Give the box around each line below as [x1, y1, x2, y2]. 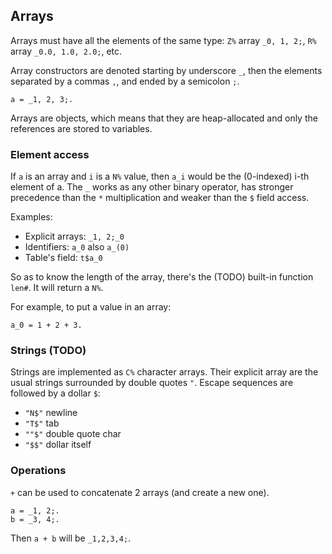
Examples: [10, 211, 53, 223]
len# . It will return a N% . [10, 282, 104, 294]
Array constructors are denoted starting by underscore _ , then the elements [10, 64, 323, 76]
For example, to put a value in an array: [10, 301, 172, 313]
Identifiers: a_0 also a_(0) [24, 241, 130, 253]
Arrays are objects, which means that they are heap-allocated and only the [10, 112, 318, 124]
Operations [10, 464, 67, 478]
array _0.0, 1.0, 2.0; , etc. [10, 45, 123, 57]
